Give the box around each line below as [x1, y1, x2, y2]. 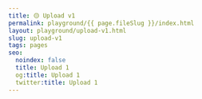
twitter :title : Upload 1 [15, 78, 98, 86]
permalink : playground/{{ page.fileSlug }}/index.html [8, 19, 195, 27]
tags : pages [8, 42, 48, 49]
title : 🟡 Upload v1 [8, 11, 76, 20]
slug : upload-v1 [8, 34, 62, 42]
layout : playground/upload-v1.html [8, 26, 127, 34]
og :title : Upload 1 [15, 71, 81, 79]
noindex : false [15, 57, 66, 65]
